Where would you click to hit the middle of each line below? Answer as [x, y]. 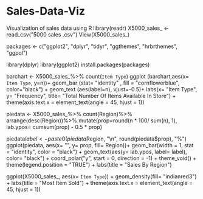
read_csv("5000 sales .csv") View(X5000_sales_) [68, 34]
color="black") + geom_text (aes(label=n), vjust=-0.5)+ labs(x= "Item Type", [102, 89]
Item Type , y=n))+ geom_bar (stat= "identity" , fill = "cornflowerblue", [93, 83]
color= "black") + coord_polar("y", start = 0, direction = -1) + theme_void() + [101, 158]
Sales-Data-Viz [46, 11]
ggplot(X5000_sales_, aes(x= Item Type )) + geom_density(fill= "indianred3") [101, 176]
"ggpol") [17, 52]
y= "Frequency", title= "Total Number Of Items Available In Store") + [91, 96]
